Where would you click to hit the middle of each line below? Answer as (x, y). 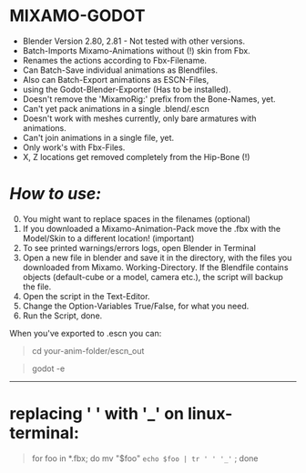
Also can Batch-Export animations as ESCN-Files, (116, 79)
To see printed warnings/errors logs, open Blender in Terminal (139, 247)
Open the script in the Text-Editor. (86, 296)
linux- (210, 414)
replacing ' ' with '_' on (97, 414)
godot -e (48, 368)
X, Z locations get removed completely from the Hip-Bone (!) (136, 156)
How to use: (56, 194)
